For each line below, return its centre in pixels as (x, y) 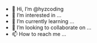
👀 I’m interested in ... (36, 15)
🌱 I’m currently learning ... (43, 21)
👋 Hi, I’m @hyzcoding (38, 9)
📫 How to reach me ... (39, 34)
